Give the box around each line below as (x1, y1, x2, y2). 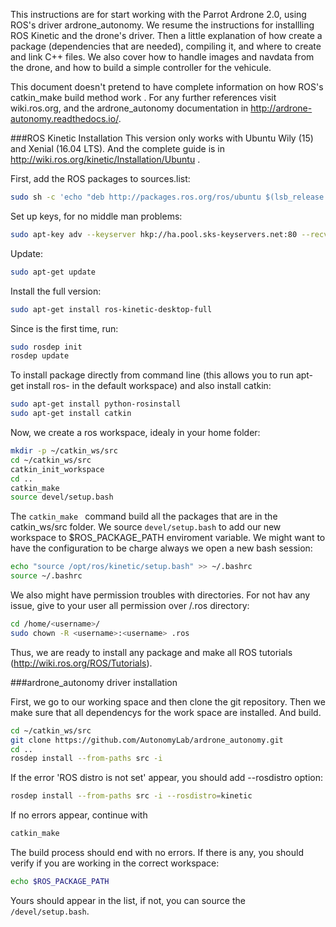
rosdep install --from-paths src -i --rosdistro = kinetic (10, 791, 253, 801)
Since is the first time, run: (10, 322, 119, 334)
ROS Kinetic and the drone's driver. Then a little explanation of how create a (10, 30, 323, 41)
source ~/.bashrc (10, 571, 83, 581)
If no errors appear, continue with (10, 809, 148, 821)
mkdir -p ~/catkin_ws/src (10, 446, 118, 456)
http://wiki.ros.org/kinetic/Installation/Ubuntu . (10, 154, 201, 165)
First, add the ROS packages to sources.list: (10, 173, 191, 184)
